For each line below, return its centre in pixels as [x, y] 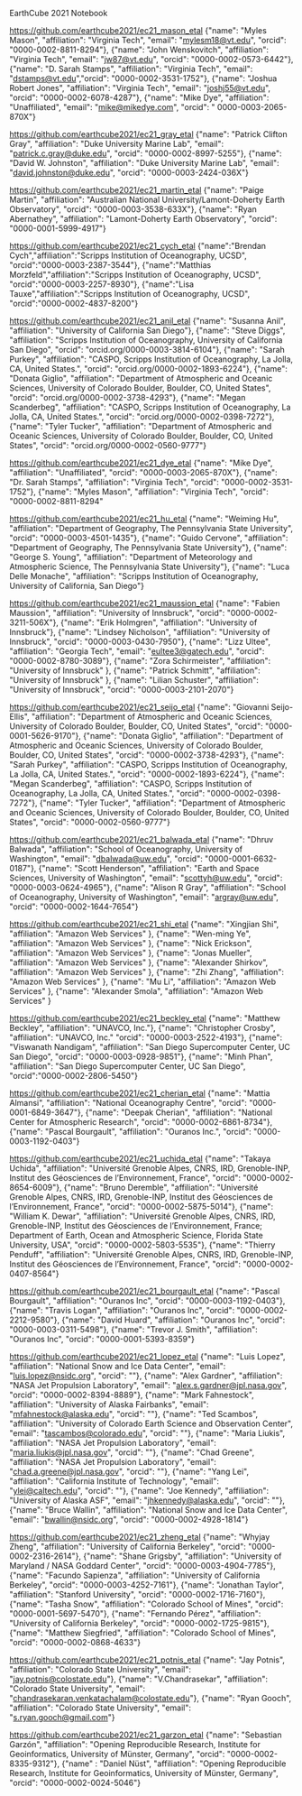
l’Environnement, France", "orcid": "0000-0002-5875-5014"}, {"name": [141, 1207]
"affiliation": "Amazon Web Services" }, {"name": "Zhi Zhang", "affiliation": [147, 972]
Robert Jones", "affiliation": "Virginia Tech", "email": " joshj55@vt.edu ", [140, 88]
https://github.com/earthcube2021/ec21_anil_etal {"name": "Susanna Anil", [148, 321]
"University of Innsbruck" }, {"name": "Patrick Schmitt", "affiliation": [135, 670]
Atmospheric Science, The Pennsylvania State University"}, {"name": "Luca [150, 566]
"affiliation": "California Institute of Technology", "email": [114, 1481]
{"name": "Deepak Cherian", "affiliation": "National [179, 1112]
